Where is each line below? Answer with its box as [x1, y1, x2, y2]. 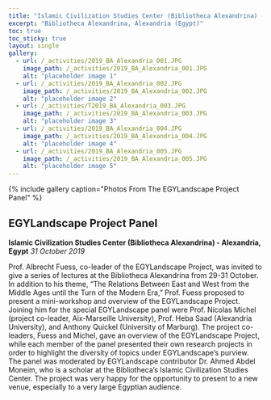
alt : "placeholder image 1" [23, 72, 117, 80]
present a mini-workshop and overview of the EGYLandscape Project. [8, 296, 240, 305]
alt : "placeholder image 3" [23, 117, 117, 125]
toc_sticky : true [8, 34, 67, 43]
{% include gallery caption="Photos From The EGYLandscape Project [8, 184, 240, 194]
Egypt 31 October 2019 [8, 246, 85, 255]
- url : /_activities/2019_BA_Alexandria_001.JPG [15, 57, 182, 65]
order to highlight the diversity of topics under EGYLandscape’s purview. [8, 347, 249, 357]
